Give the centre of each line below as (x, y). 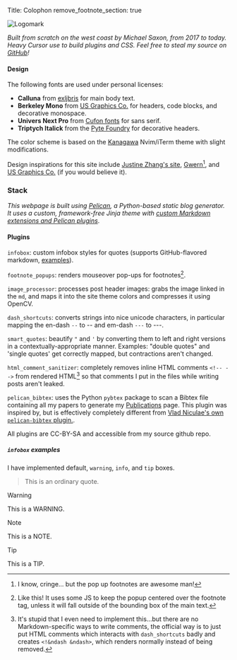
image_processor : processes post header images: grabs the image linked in (116, 289)
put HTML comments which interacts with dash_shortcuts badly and (116, 634)
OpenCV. (20, 304)
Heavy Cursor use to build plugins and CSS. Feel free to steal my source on (117, 45)
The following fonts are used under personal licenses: (85, 85)
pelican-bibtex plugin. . (41, 419)
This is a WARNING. (36, 509)
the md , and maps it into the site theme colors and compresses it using (109, 296)
